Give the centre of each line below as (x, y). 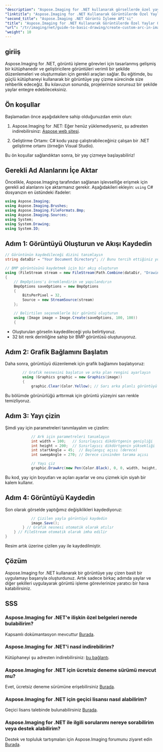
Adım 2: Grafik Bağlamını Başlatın (57, 352)
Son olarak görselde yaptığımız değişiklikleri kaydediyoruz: (64, 510)
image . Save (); (45, 523)
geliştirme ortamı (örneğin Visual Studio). (53, 146)
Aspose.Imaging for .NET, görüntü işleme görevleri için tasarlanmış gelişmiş (81, 63)
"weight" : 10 (18, 32)
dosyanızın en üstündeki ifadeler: (38, 192)
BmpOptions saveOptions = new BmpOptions (56, 286)
